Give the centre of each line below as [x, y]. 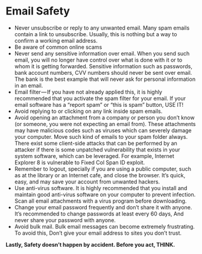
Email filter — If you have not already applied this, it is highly [88, 92]
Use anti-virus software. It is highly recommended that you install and [101, 188]
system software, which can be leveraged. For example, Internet [94, 156]
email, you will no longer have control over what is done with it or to [98, 60]
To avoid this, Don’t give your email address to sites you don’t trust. [98, 233]
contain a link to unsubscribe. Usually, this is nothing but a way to [96, 34]
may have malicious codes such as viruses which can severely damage [103, 130]
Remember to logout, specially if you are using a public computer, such [103, 169]
